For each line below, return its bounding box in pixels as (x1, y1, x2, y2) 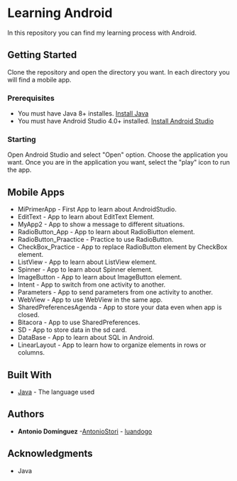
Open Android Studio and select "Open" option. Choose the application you (7, 150, 228, 159)
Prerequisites (7, 93, 55, 103)
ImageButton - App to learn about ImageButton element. (17, 273, 182, 282)
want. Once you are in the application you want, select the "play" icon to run (7, 158, 231, 167)
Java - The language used (17, 387, 95, 396)
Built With (7, 369, 52, 381)
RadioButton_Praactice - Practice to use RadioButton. (17, 236, 174, 244)
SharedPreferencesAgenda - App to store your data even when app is (17, 303, 222, 311)
